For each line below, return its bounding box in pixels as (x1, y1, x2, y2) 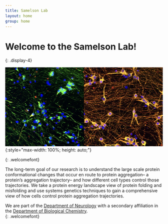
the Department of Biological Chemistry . (5, 208, 88, 214)
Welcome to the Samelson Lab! (5, 41, 136, 52)
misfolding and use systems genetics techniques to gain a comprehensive (5, 187, 158, 193)
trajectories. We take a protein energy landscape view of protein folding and (5, 182, 162, 188)
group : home (5, 19, 30, 24)
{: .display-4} (5, 58, 32, 64)
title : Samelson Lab (5, 8, 48, 13)
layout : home (5, 13, 32, 19)
